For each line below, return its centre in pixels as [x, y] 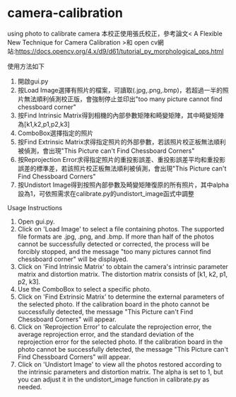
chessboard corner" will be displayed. [73, 259]
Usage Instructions [35, 207]
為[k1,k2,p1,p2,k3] [43, 124]
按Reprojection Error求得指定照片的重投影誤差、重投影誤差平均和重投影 [122, 159]
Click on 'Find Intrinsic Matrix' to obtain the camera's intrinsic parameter [123, 266]
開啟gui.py [33, 81]
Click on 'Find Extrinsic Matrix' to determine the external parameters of [121, 297]
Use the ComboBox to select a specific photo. [84, 289]
